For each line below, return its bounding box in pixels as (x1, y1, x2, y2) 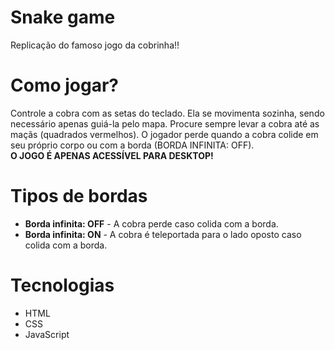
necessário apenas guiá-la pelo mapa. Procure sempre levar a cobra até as (10, 117, 320, 130)
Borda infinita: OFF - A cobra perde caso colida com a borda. (24, 217, 279, 230)
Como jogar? (10, 74, 120, 97)
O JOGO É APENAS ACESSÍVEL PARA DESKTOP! (10, 149, 214, 161)
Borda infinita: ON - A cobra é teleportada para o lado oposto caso (24, 228, 302, 240)
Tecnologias (10, 274, 115, 296)
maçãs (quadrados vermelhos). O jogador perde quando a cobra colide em (10, 128, 319, 140)
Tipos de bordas (10, 185, 148, 208)
